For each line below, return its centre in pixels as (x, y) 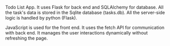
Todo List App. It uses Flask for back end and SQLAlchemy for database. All (84, 7)
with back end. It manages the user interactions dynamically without (77, 33)
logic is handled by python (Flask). (41, 18)
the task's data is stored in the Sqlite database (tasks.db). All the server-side (85, 12)
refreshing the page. (27, 38)
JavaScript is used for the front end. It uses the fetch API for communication (85, 27)
